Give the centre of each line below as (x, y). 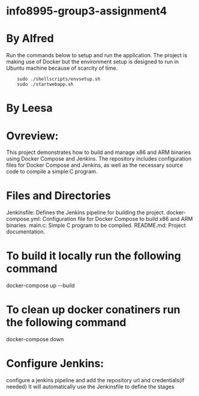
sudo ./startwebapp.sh (45, 85)
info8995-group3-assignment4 (87, 11)
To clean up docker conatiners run (94, 310)
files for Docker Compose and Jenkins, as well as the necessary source (95, 165)
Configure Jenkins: (55, 364)
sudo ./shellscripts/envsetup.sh (59, 79)
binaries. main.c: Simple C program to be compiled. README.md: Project (96, 225)
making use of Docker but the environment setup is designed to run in (93, 62)
